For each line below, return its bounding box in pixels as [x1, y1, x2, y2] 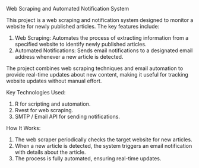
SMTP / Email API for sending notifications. [14, 113, 121, 120]
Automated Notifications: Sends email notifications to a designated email [14, 47, 193, 54]
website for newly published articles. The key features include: [6, 23, 160, 30]
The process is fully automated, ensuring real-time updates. [14, 155, 162, 162]
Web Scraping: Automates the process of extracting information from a [14, 34, 189, 41]
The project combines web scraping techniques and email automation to [6, 65, 184, 72]
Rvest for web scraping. [14, 107, 74, 113]
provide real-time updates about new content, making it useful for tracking [6, 71, 189, 78]
